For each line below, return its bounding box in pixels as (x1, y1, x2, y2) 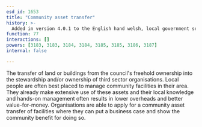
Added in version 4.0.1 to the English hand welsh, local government (11, 25, 189, 32)
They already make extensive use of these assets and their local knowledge (6, 88, 194, 96)
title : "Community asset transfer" (6, 14, 96, 20)
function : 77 (6, 31, 39, 37)
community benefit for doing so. (6, 114, 86, 121)
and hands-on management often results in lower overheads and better (6, 95, 183, 102)
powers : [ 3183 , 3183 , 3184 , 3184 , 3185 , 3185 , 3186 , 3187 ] (6, 43, 158, 49)
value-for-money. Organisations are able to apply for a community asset (6, 101, 185, 108)
